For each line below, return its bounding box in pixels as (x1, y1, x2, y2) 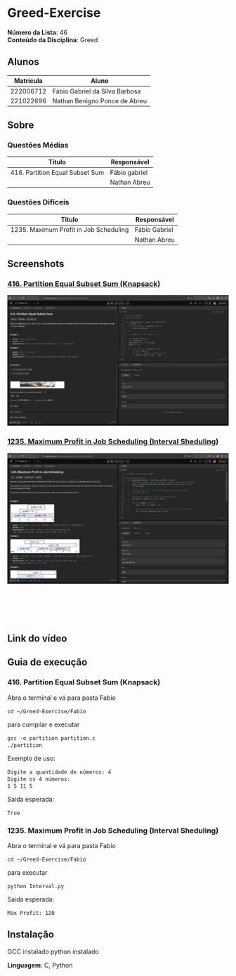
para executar (7, 868, 48, 876)
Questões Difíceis (7, 197, 70, 207)
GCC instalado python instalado (7, 947, 100, 956)
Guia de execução (7, 656, 88, 668)
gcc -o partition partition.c (7, 734, 96, 742)
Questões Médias (7, 140, 69, 150)
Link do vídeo (7, 632, 67, 644)
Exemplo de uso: (7, 754, 56, 762)
